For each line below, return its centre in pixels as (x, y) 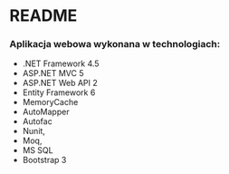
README (43, 16)
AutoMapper (46, 112)
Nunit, (33, 131)
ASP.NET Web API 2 (60, 83)
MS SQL (38, 150)
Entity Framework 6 (59, 92)
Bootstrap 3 (44, 160)
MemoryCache (50, 102)
